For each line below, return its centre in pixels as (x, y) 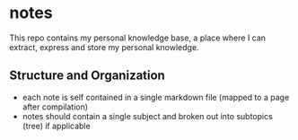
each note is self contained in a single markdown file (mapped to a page (156, 97)
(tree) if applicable (57, 126)
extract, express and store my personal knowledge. (104, 47)
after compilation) (55, 107)
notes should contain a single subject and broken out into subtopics (148, 116)
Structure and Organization (88, 76)
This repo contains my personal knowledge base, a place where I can (138, 38)
